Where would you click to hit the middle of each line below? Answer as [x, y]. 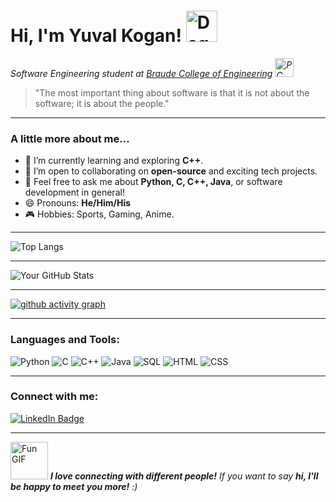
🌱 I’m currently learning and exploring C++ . [114, 161]
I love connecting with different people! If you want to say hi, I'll [184, 476]
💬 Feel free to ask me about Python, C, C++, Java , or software [153, 182]
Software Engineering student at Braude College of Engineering [141, 73]
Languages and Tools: [65, 340]
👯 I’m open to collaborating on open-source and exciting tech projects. [171, 171]
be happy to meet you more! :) [74, 486]
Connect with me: [54, 397]
